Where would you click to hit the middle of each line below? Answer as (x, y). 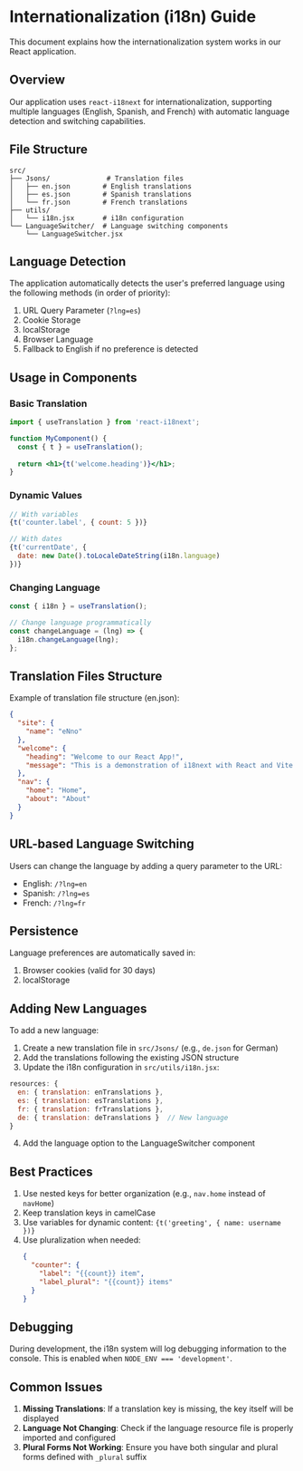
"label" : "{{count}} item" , (92, 1273)
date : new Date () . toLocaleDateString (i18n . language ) (119, 556)
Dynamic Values (46, 496)
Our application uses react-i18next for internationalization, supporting (141, 102)
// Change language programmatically (80, 623)
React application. (43, 51)
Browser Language (57, 339)
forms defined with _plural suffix (85, 1457)
